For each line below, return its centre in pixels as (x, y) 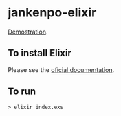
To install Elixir (40, 53)
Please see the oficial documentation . (61, 69)
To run (22, 92)
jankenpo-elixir (52, 13)
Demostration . (28, 32)
